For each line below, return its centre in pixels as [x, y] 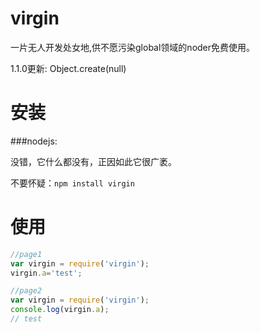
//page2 [26, 291]
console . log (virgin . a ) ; [60, 310]
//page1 [26, 254]
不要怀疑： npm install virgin [72, 183]
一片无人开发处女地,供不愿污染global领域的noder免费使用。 [133, 47]
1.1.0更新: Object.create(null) [68, 68]
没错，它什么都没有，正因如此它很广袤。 [93, 161]
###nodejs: [34, 141]
